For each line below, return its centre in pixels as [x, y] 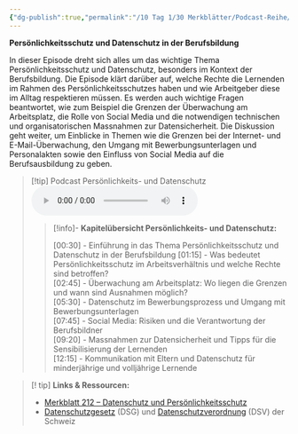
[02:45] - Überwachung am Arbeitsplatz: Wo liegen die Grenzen [170, 283]
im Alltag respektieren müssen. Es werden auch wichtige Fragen [126, 98]
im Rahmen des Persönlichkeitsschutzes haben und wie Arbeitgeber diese [145, 88]
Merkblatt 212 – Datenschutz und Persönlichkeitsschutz [145, 402]
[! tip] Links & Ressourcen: [80, 385]
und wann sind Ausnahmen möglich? [120, 292]
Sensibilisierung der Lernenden [110, 349]
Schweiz [60, 421]
